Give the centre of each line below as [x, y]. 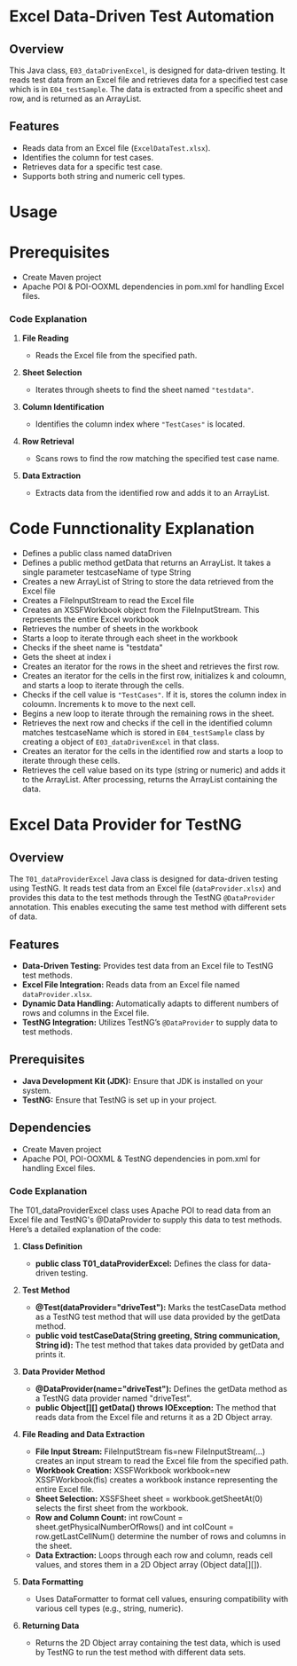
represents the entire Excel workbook [90, 619]
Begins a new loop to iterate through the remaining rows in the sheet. [148, 714]
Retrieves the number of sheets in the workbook [110, 629]
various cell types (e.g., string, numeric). [109, 1608]
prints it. [51, 1354]
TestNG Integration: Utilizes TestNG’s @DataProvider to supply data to [149, 1022]
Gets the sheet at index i [66, 657]
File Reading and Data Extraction [83, 1434]
